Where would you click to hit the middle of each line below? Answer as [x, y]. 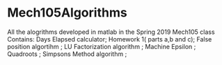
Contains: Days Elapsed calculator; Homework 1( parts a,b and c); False [110, 39]
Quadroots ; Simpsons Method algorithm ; [67, 54]
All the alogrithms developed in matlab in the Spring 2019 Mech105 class [111, 32]
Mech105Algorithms [67, 13]
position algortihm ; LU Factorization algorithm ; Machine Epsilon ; [102, 46]
